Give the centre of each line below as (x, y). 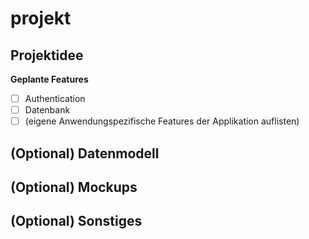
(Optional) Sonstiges (76, 221)
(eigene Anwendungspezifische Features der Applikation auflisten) (162, 121)
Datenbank (47, 110)
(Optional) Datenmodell (85, 153)
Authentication (55, 98)
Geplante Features (49, 79)
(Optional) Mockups (74, 187)
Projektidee (47, 55)
